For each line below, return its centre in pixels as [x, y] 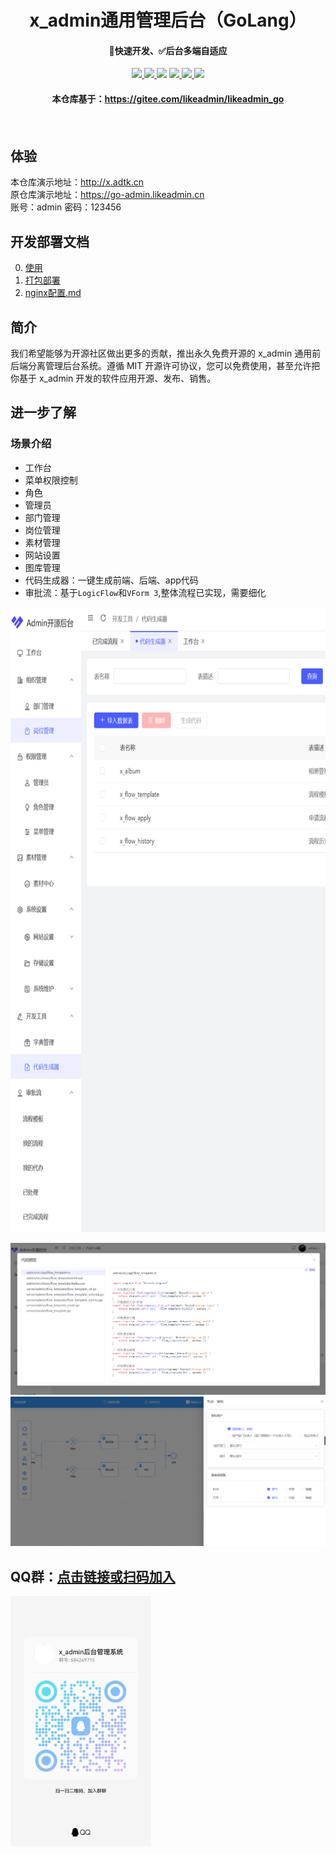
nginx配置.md [53, 293]
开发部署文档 [50, 241]
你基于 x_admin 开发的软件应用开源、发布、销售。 [113, 378]
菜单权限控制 [51, 480]
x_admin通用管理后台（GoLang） [168, 20]
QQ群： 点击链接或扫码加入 [93, 1576]
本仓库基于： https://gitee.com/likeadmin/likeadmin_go [168, 98]
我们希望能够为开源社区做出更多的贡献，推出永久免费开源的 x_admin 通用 [161, 353]
